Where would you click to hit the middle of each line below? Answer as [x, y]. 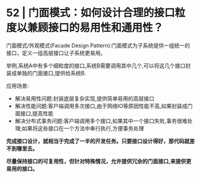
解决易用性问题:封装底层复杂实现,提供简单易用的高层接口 [84, 98]
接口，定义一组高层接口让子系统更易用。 [56, 53]
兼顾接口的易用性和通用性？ [95, 28]
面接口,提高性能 [34, 113]
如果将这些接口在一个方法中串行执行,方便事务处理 [83, 128]
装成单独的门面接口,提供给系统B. [46, 73]
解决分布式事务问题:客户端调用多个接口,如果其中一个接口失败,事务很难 [101, 121]
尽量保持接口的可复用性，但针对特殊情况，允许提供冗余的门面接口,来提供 [96, 161]
